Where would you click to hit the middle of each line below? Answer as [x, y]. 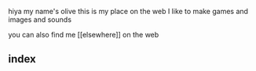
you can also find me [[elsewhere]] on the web [84, 35]
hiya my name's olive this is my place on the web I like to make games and [128, 11]
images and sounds [40, 20]
